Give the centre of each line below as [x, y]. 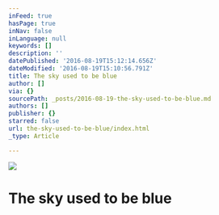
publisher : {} [32, 114]
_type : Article [34, 136]
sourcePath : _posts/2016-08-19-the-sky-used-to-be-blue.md [110, 99]
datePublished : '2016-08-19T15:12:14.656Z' [83, 61]
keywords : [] [30, 46]
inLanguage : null [38, 38]
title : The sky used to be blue [63, 76]
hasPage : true [32, 23]
